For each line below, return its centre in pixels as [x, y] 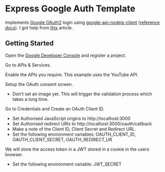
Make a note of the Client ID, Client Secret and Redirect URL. [74, 129]
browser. [14, 154]
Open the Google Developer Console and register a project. [66, 55]
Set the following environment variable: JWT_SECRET [67, 164]
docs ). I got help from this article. [39, 27]
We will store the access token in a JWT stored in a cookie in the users [77, 149]
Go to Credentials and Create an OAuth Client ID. [55, 109]
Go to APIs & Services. [28, 65]
